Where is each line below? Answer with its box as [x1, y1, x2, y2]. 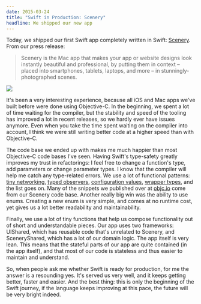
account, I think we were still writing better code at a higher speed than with [6, 129, 194, 136]
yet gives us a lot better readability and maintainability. [6, 204, 141, 211]
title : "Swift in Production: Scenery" [6, 14, 106, 20]
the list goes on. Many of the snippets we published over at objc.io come [6, 184, 186, 192]
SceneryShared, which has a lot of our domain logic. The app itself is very [6, 235, 189, 242]
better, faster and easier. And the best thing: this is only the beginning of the [6, 278, 194, 285]
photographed [20, 73, 57, 81]
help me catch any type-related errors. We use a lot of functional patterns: [6, 172, 190, 179]
